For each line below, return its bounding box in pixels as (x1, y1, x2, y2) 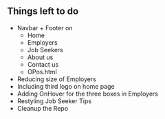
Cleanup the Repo (16, 104, 69, 112)
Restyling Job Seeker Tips (16, 96, 91, 105)
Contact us (27, 60, 59, 68)
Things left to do (7, 6, 79, 17)
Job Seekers (27, 45, 63, 54)
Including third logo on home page (16, 82, 115, 90)
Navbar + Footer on (16, 23, 73, 32)
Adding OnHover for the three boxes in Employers (16, 89, 158, 98)
